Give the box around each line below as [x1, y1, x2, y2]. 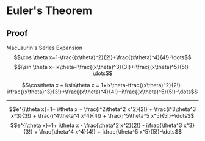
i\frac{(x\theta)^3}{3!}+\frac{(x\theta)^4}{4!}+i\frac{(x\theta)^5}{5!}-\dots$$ [7, 88, 198, 95]
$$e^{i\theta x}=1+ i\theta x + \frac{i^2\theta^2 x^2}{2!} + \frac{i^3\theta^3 [9, 106, 196, 113]
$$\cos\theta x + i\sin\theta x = [21, 82, 99, 89]
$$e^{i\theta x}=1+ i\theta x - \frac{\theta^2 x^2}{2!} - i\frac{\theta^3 [10, 121, 182, 129]
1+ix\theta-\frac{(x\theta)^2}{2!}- [100, 82, 184, 89]
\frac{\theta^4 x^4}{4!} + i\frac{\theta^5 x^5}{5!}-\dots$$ [39, 128, 182, 135]
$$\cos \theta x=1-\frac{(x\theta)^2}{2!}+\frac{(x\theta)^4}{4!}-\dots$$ [13, 54, 192, 61]
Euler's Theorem [6, 4, 93, 18]
